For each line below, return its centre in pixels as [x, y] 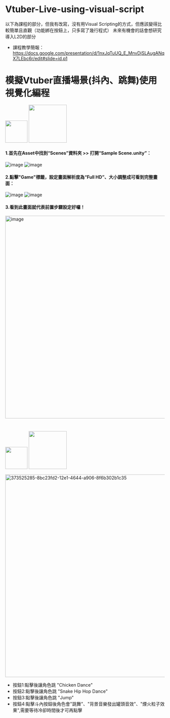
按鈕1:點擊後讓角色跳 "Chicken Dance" [53, 685]
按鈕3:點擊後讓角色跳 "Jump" [43, 697]
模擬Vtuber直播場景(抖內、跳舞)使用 [81, 81]
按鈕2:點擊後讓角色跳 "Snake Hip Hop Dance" [60, 691]
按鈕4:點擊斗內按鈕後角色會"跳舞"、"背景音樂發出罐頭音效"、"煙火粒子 [86, 704]
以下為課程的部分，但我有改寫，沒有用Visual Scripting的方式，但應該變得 [81, 24]
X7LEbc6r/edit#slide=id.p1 [40, 58]
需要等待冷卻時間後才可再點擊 [51, 710]
